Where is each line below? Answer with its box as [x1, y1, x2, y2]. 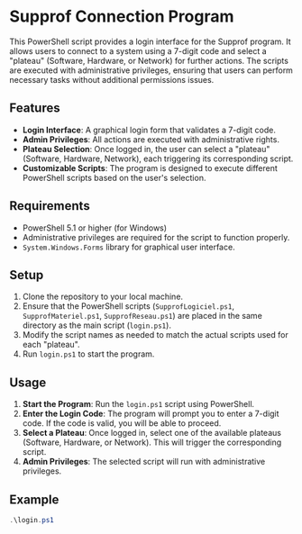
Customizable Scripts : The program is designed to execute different [22, 162, 278, 173]
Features [9, 101, 60, 116]
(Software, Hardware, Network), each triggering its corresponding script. [22, 153, 294, 164]
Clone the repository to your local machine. [22, 291, 183, 303]
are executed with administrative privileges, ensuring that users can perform [9, 65, 293, 76]
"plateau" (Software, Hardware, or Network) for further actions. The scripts [9, 55, 288, 66]
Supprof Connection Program [9, 6, 234, 27]
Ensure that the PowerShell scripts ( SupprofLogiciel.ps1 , [22, 301, 234, 312]
